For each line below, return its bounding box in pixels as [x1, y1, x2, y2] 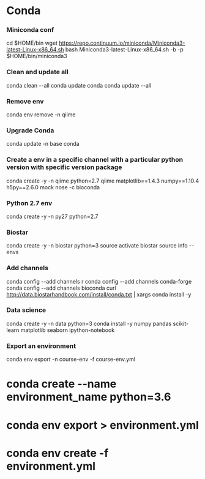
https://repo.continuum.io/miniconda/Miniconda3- [59, 39, 185, 47]
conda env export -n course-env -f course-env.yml [6, 356, 136, 363]
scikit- [173, 320, 188, 327]
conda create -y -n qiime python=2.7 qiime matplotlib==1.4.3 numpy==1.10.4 [6, 177, 199, 184]
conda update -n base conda [6, 140, 80, 148]
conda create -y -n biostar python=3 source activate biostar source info [6, 242, 188, 249]
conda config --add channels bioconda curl [6, 284, 116, 292]
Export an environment [6, 341, 76, 350]
